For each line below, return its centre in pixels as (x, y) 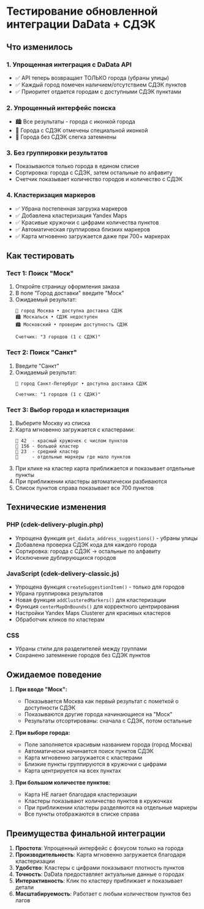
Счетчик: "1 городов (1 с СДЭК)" (58, 394)
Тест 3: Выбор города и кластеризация (68, 409)
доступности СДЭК (50, 708)
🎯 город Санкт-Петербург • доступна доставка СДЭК (81, 384)
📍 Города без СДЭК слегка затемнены (66, 137)
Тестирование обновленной (82, 11)
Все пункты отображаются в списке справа (82, 814)
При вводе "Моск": (41, 689)
